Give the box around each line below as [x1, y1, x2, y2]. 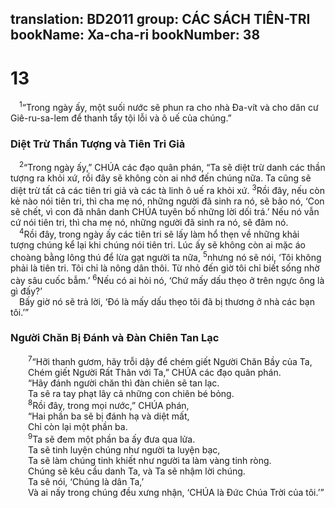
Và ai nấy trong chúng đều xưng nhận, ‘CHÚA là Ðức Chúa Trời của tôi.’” [28, 486, 325, 498]
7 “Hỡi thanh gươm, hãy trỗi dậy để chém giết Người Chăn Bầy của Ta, [28, 353, 313, 367]
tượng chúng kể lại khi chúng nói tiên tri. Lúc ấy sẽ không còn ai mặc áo [10, 239, 306, 251]
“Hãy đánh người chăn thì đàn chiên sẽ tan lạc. [28, 377, 220, 389]
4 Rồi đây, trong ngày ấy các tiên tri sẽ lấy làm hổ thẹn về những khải [19, 227, 300, 241]
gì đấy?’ [10, 285, 43, 297]
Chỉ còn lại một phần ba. [28, 421, 128, 433]
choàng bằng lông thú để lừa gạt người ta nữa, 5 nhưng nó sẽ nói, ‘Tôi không [10, 250, 322, 263]
